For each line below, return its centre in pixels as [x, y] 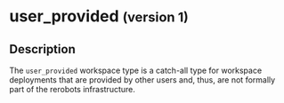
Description [42, 49]
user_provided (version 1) [99, 16]
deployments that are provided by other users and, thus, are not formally [142, 80]
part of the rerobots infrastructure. [73, 89]
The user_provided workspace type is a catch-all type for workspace [136, 70]
